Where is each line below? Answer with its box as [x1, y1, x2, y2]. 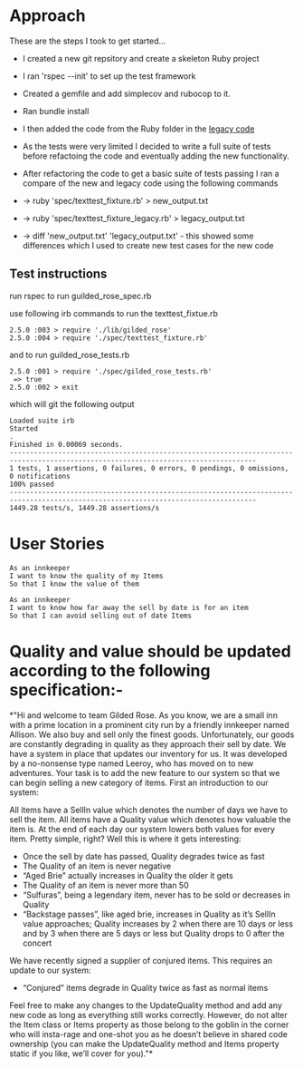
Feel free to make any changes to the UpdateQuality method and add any [9, 999, 283, 1011]
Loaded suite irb [9, 416, 75, 425]
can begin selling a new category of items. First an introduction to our [9, 777, 269, 788]
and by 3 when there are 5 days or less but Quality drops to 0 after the [22, 927, 285, 938]
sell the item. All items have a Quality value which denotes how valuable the [9, 813, 291, 825]
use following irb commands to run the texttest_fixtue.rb [9, 307, 219, 318]
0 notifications [9, 471, 71, 481]
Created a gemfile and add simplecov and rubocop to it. [22, 88, 231, 99]
